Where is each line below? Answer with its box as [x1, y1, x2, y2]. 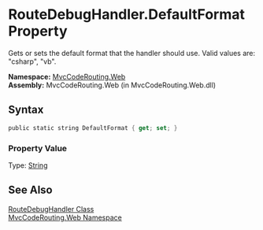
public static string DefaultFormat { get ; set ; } [8, 124, 178, 132]
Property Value [8, 143, 68, 154]
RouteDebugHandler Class [8, 204, 94, 213]
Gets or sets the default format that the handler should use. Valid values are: [8, 48, 256, 57]
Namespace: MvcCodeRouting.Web [8, 72, 126, 81]
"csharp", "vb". [8, 57, 57, 66]
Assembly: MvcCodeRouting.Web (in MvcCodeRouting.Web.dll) [8, 80, 217, 90]
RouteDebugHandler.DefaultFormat [8, 6, 246, 24]
